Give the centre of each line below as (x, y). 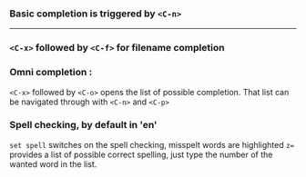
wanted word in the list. (53, 164)
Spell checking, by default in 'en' (83, 125)
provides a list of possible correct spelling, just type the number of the (141, 154)
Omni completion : (51, 73)
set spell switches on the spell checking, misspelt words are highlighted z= (152, 144)
